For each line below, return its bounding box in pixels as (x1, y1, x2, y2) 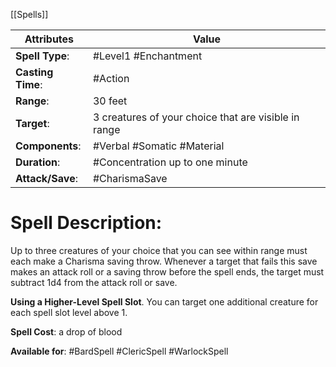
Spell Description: (10, 212, 163, 234)
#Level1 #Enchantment (92, 49, 203, 63)
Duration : (15, 155, 61, 169)
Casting (15, 65, 54, 79)
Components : (15, 139, 82, 153)
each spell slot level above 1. (10, 306, 128, 318)
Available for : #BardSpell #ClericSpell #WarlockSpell (10, 345, 229, 357)
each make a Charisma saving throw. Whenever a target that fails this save (10, 255, 318, 267)
